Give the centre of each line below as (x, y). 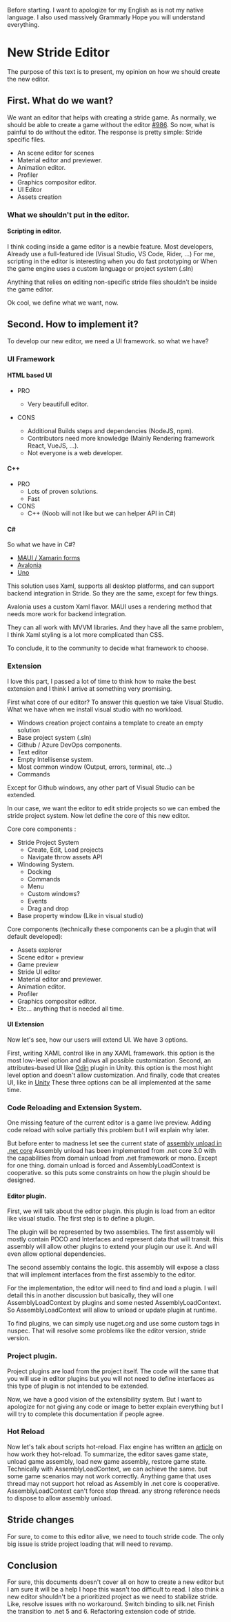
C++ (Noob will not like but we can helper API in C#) (101, 513)
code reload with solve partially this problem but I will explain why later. (108, 1130)
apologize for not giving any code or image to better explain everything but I (115, 1406)
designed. (21, 1180)
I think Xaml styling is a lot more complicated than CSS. (86, 635)
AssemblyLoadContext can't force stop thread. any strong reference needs (114, 1491)
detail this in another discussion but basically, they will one (91, 1295)
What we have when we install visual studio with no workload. (95, 709)
